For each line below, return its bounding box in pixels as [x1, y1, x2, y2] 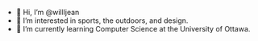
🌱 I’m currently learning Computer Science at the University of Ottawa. [15, 24, 251, 33]
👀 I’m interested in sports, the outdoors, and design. [15, 16, 189, 25]
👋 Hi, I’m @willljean [15, 8, 80, 17]
